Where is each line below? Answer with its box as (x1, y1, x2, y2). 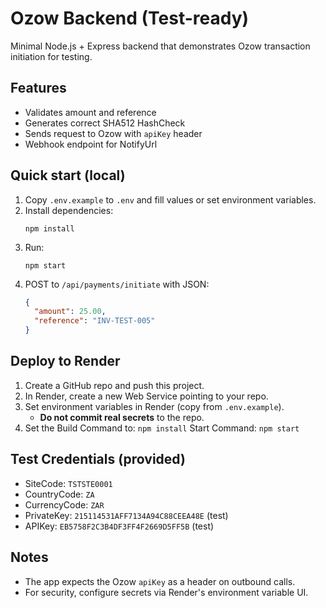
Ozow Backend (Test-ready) (10, 7, 250, 30)
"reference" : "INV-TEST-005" (34, 316, 156, 326)
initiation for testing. (10, 50, 93, 62)
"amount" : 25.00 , (34, 307, 107, 317)
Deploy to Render (10, 353, 121, 370)
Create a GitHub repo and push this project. (24, 379, 205, 391)
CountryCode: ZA (24, 488, 95, 500)
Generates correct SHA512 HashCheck (24, 117, 186, 129)
